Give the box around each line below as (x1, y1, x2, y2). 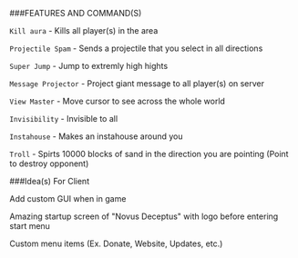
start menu (9, 221, 50, 231)
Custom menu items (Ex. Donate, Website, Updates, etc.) (9, 238, 223, 249)
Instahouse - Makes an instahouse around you (9, 131, 183, 142)
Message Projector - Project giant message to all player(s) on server (9, 78, 265, 89)
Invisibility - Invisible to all (9, 114, 118, 124)
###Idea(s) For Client (9, 176, 89, 186)
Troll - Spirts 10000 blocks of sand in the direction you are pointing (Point (9, 149, 289, 159)
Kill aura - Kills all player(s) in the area (9, 25, 159, 35)
